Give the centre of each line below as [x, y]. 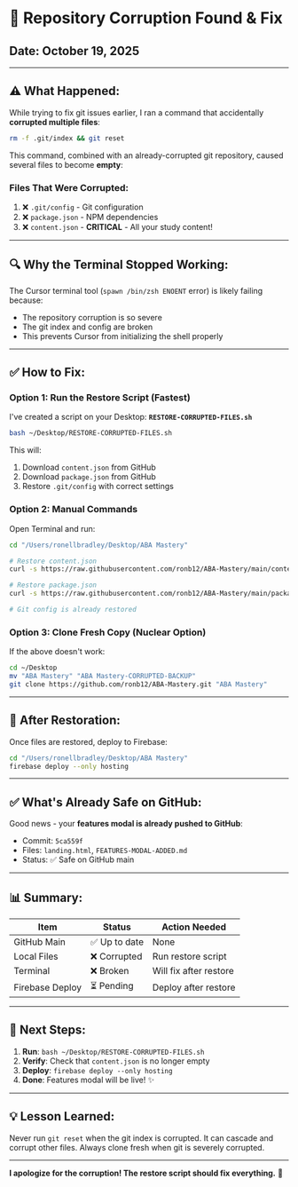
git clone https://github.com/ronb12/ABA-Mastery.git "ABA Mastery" [138, 684]
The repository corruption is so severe [92, 317]
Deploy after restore [194, 987]
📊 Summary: [46, 897]
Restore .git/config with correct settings [98, 487]
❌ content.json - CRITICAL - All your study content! [117, 226]
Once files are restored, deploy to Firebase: [89, 741]
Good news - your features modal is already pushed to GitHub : [126, 824]
